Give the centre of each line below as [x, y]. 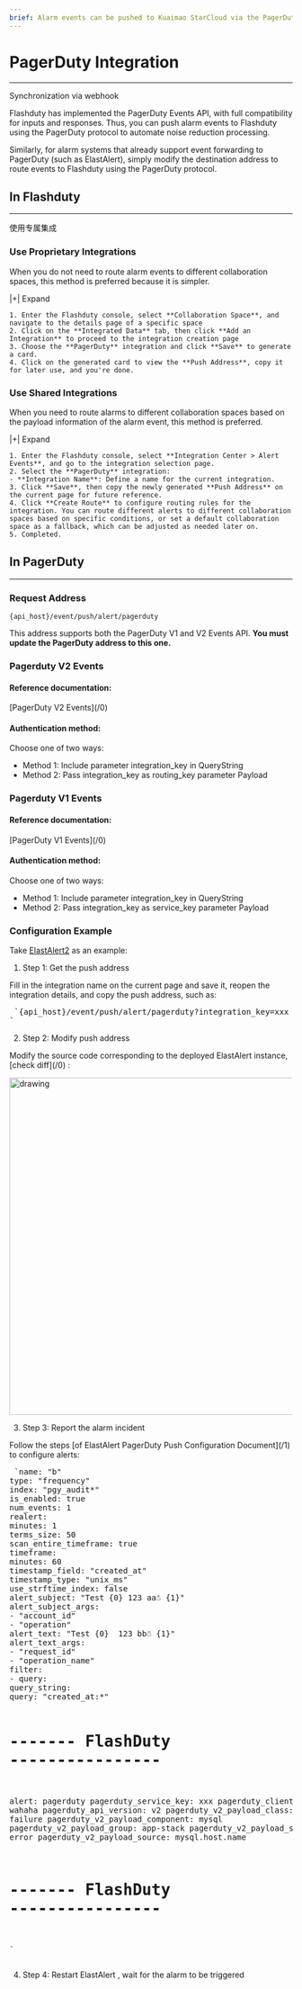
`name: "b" [38, 1472]
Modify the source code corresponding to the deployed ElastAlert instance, [149, 1056]
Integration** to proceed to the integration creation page [124, 338]
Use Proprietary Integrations [73, 252]
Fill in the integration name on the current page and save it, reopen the [140, 985]
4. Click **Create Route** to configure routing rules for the [130, 503]
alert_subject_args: [55, 1607]
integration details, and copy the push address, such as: [113, 995]
